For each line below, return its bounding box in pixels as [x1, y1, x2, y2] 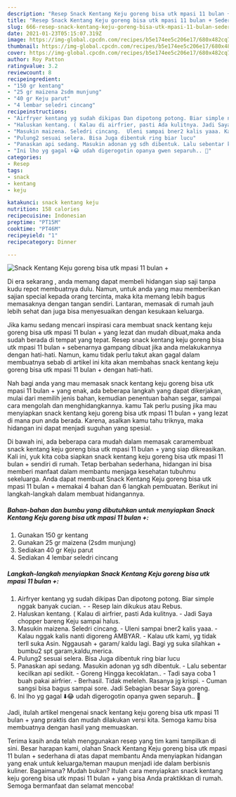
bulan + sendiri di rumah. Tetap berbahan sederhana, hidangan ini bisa [7, 460, 212, 468]
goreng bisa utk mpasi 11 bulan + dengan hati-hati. [7, 366, 153, 374]
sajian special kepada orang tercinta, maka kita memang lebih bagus [7, 292, 206, 301]
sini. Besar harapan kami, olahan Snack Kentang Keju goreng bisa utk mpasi [7, 744, 227, 753]
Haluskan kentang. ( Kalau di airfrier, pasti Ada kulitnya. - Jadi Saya [17, 610, 213, 618]
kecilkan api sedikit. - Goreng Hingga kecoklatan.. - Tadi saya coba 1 [17, 669, 216, 678]
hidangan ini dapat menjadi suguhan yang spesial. [7, 424, 152, 433]
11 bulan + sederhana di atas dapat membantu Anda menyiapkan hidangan [7, 752, 223, 760]
